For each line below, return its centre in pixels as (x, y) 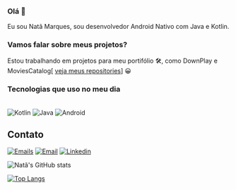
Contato (25, 134)
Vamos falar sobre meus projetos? (67, 45)
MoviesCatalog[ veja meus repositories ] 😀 (70, 70)
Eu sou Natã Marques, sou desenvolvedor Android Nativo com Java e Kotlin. (118, 27)
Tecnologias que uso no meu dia (64, 89)
